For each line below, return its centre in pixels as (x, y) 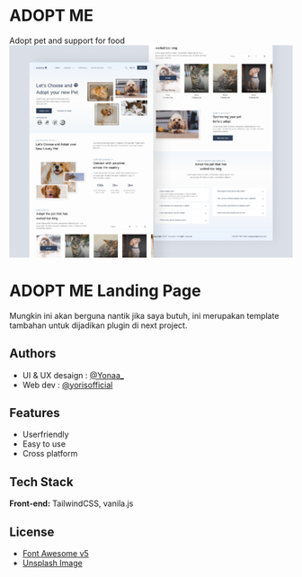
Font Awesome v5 (56, 553)
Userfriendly (45, 435)
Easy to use (44, 444)
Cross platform (50, 454)
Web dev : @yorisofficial (67, 385)
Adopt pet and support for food (67, 40)
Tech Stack (41, 482)
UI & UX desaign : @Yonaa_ (73, 375)
